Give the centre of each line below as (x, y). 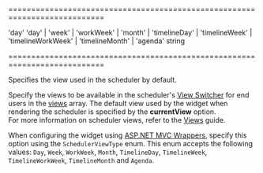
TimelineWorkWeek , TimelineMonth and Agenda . (81, 160)
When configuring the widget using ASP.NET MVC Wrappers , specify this (128, 135)
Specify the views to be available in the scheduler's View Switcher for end (129, 95)
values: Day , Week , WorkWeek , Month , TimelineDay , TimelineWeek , (108, 152)
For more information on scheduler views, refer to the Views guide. (117, 120)
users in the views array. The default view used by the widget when (118, 103)
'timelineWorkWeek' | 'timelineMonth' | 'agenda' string (97, 41)
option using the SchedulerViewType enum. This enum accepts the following (131, 144)
